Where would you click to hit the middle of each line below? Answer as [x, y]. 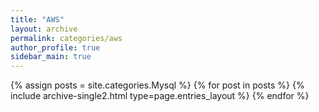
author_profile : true [55, 47]
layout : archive [44, 29]
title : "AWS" [37, 19]
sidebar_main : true [51, 57]
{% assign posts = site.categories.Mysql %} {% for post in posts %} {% [157, 85]
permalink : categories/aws [66, 38]
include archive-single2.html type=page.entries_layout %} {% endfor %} [160, 96]
